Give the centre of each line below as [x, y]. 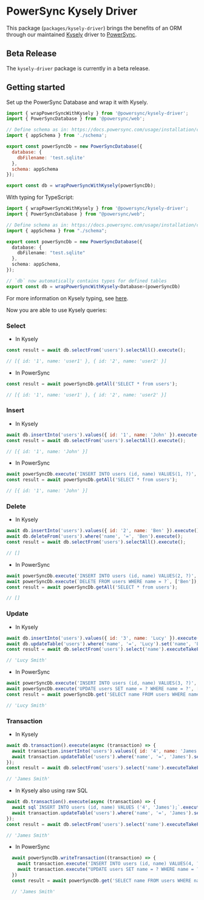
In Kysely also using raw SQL [51, 791]
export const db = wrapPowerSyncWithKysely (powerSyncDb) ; [81, 186]
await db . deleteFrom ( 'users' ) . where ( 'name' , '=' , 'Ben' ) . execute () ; [95, 536]
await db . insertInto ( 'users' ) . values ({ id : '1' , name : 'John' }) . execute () [104, 435]
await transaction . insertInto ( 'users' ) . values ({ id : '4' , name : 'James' [106, 751]
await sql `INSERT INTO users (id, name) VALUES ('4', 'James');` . [97, 808]
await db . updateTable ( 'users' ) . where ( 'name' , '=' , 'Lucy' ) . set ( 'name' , [99, 644]
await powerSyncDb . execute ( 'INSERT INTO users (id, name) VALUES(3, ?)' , [102, 683]
